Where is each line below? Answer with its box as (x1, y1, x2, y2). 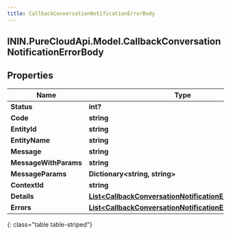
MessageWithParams (10, 158, 82, 167)
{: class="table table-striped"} (7, 220, 93, 228)
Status (10, 101, 33, 111)
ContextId (10, 180, 44, 190)
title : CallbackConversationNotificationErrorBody (7, 10, 155, 17)
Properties (7, 70, 54, 81)
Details (10, 191, 34, 201)
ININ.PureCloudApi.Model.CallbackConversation (7, 36, 221, 48)
